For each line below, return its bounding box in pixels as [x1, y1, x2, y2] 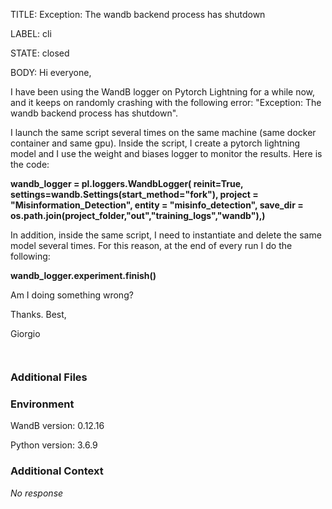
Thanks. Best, [10, 309, 67, 320]
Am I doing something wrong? [10, 289, 134, 301]
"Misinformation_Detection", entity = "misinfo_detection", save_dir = [10, 199, 304, 211]
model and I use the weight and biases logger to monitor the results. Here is [10, 148, 323, 159]
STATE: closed [10, 47, 70, 59]
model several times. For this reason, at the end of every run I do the [10, 240, 293, 251]
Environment [10, 397, 75, 411]
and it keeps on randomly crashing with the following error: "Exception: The [10, 97, 322, 108]
